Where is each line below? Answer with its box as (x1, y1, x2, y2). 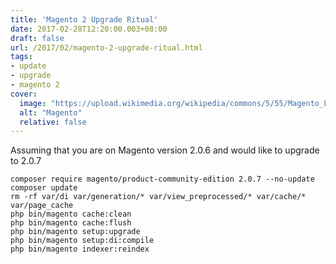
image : (19, 98, 47, 108)
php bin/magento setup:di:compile (10, 236, 155, 246)
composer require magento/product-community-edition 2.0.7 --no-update (10, 174, 315, 185)
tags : (10, 52, 33, 62)
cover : (10, 89, 38, 99)
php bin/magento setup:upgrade (10, 227, 141, 237)
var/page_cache (10, 201, 74, 211)
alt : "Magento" (19, 107, 83, 118)
